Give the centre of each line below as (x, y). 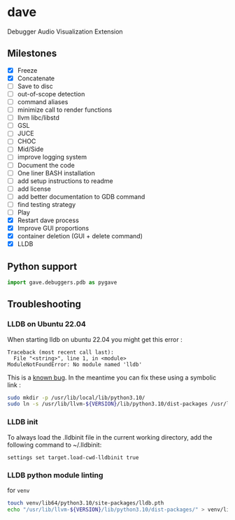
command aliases (43, 102)
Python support (42, 266)
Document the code (46, 165)
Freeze (27, 70)
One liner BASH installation (56, 173)
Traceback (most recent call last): (60, 352)
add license (34, 189)
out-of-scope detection (51, 94)
